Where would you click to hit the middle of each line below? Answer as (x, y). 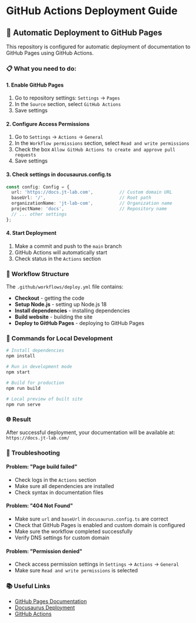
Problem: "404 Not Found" (40, 506)
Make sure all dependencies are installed (64, 486)
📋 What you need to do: (41, 68)
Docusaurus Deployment (45, 607)
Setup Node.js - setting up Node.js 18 (61, 304)
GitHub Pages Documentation (51, 601)
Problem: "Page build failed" (42, 467)
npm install (21, 356)
